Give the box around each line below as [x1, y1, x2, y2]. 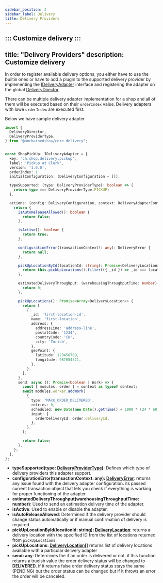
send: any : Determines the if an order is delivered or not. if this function [12, 553, 156, 559]
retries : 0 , [31, 402, 55, 407]
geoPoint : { [31, 348, 55, 353]
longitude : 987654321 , [35, 357, 81, 362]
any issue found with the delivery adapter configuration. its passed [12, 481, 146, 486]
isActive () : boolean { [17, 228, 64, 233]
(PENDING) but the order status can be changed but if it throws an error [12, 568, 156, 574]
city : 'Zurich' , [35, 339, 68, 344]
